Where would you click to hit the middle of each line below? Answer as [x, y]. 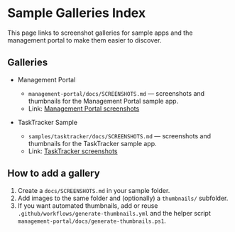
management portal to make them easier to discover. [84, 40]
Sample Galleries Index [77, 13]
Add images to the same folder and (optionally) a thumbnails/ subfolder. [123, 198]
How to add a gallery [54, 173]
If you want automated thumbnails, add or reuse [88, 205]
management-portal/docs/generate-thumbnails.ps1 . [92, 221]
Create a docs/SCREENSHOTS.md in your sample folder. [94, 190]
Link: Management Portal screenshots [84, 109]
